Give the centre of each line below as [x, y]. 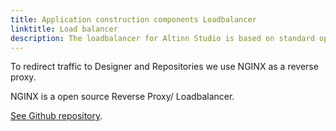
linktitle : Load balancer [64, 29]
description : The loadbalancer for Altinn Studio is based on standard [162, 38]
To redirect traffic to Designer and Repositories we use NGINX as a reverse [164, 67]
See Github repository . [56, 116]
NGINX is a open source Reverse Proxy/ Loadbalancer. [122, 97]
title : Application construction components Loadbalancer [133, 19]
